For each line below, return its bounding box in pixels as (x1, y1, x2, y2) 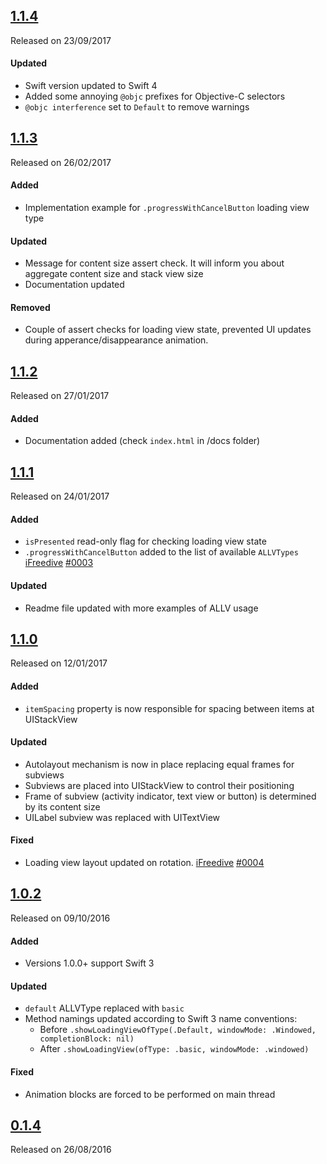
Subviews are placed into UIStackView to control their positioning (24, 779, 295, 791)
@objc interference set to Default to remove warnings (24, 101, 250, 113)
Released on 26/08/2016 (10, 1144, 112, 1156)
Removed (10, 301, 51, 313)
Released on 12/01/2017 (10, 657, 108, 669)
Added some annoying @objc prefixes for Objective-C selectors (24, 90, 286, 103)
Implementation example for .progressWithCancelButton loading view (24, 202, 310, 214)
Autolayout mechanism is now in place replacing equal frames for (24, 758, 295, 770)
